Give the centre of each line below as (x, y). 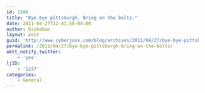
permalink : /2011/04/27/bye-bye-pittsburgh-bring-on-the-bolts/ (90, 46)
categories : (21, 75)
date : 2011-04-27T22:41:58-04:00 (49, 23)
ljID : (13, 63)
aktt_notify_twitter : (34, 52)
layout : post (23, 35)
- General (30, 80)
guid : (13, 40)
